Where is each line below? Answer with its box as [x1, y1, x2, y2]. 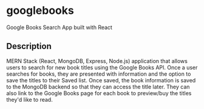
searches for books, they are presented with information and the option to [6, 70, 191, 78]
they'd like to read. [6, 96, 53, 103]
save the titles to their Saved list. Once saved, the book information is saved [6, 76, 196, 84]
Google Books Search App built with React [6, 24, 112, 31]
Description [6, 41, 52, 51]
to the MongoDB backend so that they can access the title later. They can [6, 83, 190, 90]
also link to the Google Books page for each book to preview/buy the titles [6, 89, 192, 97]
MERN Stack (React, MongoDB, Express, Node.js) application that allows [6, 57, 188, 64]
